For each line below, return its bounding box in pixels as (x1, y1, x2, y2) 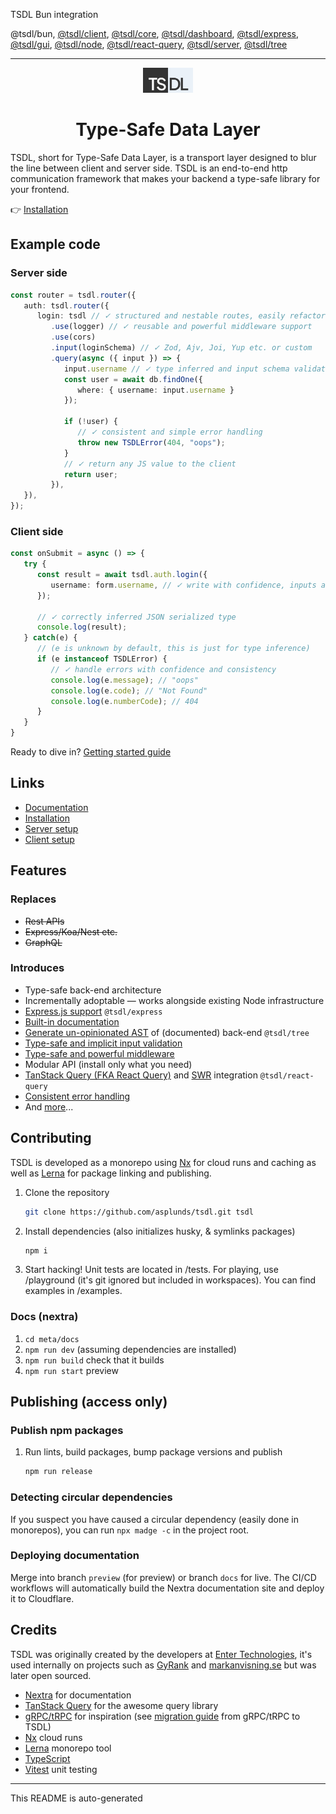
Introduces (10, 961, 65, 975)
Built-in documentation (24, 1015, 120, 1028)
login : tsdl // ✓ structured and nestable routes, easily (36, 311, 286, 321)
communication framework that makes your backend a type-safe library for (10, 172, 321, 184)
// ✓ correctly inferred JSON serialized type (36, 612, 237, 622)
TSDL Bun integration (10, 9, 99, 20)
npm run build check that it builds (24, 1354, 165, 1366)
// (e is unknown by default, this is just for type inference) (36, 644, 311, 654)
